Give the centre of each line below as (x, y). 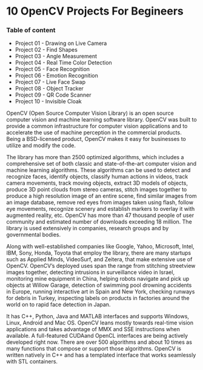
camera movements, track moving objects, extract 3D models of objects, (97, 183)
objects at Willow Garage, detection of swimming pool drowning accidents (99, 285)
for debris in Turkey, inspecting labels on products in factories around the (98, 298)
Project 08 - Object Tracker (49, 89)
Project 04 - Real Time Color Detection (63, 63)
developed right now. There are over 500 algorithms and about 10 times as (99, 342)
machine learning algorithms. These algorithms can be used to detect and (98, 170)
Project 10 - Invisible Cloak (48, 101)
